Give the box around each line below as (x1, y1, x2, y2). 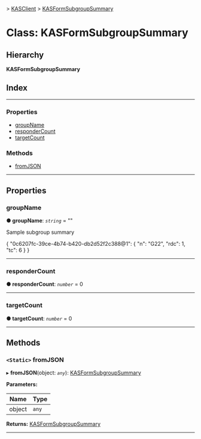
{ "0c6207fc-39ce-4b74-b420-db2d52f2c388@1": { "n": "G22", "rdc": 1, (6, 240, 185, 248)
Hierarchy (6, 50, 44, 60)
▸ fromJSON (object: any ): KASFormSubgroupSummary (6, 369, 142, 376)
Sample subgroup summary (6, 228, 75, 236)
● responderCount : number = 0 (6, 281, 84, 288)
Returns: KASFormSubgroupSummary (6, 420, 100, 428)
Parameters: (6, 381, 38, 388)
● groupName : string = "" (6, 217, 73, 224)
